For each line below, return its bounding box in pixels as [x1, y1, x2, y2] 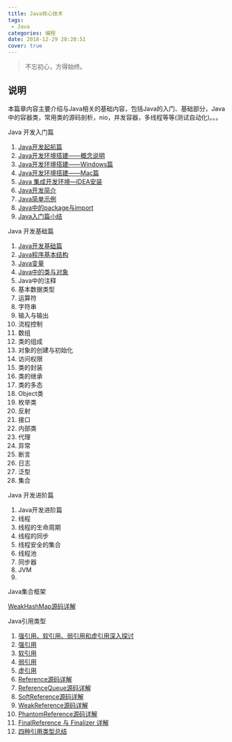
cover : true [8, 42, 42, 49]
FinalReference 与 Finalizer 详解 [17, 718, 109, 727]
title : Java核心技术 [8, 10, 63, 17]
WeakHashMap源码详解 [8, 602, 76, 610]
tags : [8, 17, 24, 24]
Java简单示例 [17, 195, 57, 203]
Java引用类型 [8, 616, 47, 625]
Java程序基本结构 [17, 250, 69, 258]
